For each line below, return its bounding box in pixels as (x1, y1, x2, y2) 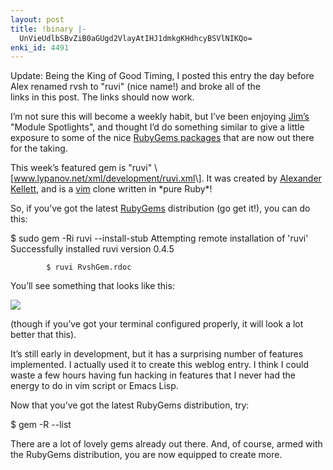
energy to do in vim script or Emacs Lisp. (10, 380, 179, 392)
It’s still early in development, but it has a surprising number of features (10, 348, 304, 360)
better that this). (10, 329, 77, 341)
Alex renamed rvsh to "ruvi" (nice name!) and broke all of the (10, 81, 261, 93)
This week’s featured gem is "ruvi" (10, 162, 153, 174)
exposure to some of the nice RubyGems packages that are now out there (10, 132, 315, 144)
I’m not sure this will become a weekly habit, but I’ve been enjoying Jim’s (10, 111, 310, 123)
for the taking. (10, 142, 68, 155)
